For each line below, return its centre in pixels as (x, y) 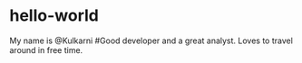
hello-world (54, 16)
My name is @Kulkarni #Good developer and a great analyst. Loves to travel (151, 40)
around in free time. (46, 49)
